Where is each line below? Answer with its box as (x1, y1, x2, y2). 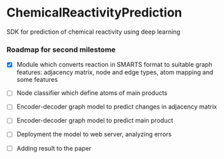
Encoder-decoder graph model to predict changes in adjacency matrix (16, 103, 217, 111)
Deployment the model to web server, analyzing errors (16, 130, 172, 138)
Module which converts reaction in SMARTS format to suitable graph (16, 61, 212, 69)
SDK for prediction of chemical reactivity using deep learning (6, 28, 180, 36)
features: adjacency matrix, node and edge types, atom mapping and (16, 68, 214, 76)
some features (16, 76, 58, 84)
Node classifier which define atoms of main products (16, 89, 167, 97)
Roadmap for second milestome (6, 45, 116, 54)
